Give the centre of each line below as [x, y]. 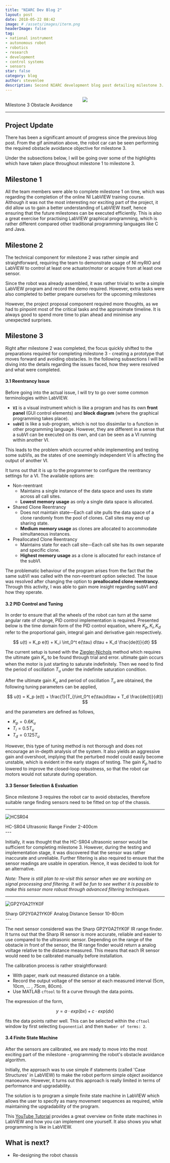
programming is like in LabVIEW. [39, 1127]
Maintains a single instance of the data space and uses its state [86, 491]
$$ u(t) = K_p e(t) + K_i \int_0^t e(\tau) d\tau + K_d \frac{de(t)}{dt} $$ [85, 642]
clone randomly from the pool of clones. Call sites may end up [85, 518]
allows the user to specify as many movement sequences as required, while [84, 1101]
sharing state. [34, 523]
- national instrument [29, 38]
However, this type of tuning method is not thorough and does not [74, 746]
